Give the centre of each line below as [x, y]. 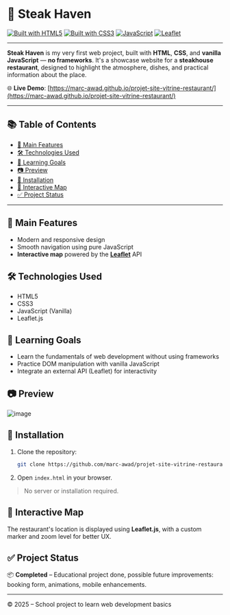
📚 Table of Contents [52, 125]
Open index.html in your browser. [65, 478]
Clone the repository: [47, 451]
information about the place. [47, 74]
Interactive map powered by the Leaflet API [79, 254]
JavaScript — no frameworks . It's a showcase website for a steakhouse [110, 60]
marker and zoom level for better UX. [59, 536]
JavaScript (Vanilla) [44, 311]
